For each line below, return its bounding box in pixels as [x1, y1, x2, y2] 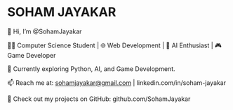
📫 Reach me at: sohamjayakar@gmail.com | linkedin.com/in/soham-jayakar [7, 78, 227, 87]
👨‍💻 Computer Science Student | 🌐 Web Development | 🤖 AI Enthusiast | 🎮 [7, 41, 222, 49]
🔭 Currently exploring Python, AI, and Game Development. [7, 64, 175, 73]
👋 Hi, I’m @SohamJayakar [7, 27, 82, 36]
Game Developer [7, 51, 56, 59]
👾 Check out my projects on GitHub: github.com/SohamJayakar [7, 95, 191, 103]
